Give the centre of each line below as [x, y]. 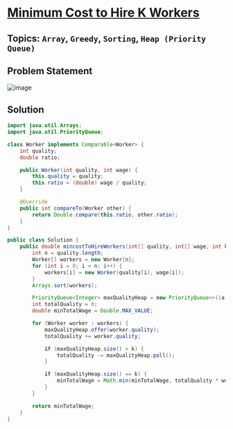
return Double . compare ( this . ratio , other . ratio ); [105, 214]
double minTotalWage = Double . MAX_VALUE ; [93, 311]
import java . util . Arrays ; [44, 126]
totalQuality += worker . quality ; [92, 336]
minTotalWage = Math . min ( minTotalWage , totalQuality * [137, 381]
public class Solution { [43, 240]
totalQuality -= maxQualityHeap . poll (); [116, 355]
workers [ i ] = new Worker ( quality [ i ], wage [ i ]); [114, 272]
